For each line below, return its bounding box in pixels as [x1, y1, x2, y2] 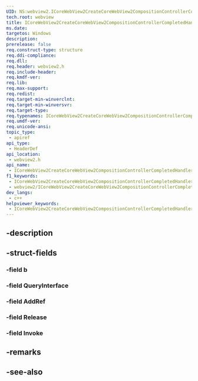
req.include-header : [6, 69, 57, 75]
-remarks [6, 347, 41, 357]
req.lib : [6, 80, 28, 86]
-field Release [6, 313, 47, 321]
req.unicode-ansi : [6, 124, 51, 130]
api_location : [6, 151, 41, 157]
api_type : [6, 140, 31, 146]
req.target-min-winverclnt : [6, 96, 75, 102]
